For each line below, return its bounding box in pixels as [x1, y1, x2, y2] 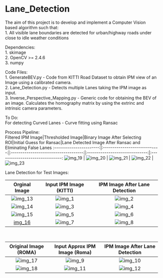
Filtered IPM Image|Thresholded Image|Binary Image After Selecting [5, 134, 142, 140]
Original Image [9, 243, 44, 249]
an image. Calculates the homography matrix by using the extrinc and [5, 100, 144, 106]
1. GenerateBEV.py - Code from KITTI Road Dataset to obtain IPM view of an [5, 74, 157, 80]
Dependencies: [5, 44, 35, 50]
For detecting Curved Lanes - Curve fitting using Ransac [5, 120, 118, 126]
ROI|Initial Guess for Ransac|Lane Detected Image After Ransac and [5, 139, 141, 145]
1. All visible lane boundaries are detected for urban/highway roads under [5, 30, 152, 35]
